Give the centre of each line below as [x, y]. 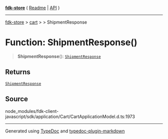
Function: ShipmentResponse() [71, 42]
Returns [18, 72]
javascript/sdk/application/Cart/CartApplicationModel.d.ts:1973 [70, 116]
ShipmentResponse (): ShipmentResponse [59, 56]
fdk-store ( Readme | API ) [32, 8]
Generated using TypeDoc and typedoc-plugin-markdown [65, 131]
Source [17, 99]
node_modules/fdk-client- [32, 111]
